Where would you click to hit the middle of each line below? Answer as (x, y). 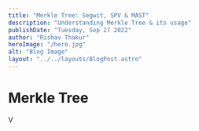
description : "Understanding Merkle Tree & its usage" (100, 23)
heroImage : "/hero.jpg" (47, 45)
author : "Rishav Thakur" (49, 37)
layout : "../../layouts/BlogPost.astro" (76, 60)
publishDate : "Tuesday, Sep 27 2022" (70, 30)
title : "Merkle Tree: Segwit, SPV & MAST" (79, 15)
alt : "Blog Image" (38, 52)
